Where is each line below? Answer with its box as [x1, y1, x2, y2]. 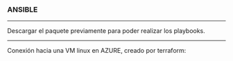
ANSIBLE [7, 5, 38, 14]
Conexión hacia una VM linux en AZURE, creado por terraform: [7, 47, 187, 55]
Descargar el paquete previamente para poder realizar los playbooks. [7, 27, 206, 35]
